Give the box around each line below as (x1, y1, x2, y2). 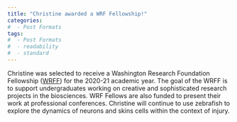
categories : (7, 17, 43, 24)
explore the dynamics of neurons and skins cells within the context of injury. (7, 106, 231, 115)
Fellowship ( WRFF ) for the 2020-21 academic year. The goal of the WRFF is (7, 76, 228, 85)
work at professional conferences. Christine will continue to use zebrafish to (7, 99, 231, 107)
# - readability (7, 43, 59, 50)
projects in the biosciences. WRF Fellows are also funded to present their (7, 91, 221, 99)
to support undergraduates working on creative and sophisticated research (7, 84, 227, 92)
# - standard (7, 50, 50, 57)
